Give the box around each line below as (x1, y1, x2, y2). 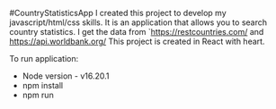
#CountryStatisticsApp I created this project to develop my (9, 8, 227, 18)
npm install (22, 80, 64, 90)
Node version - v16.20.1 (22, 71, 110, 81)
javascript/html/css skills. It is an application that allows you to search (9, 17, 268, 28)
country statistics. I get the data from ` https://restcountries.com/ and (9, 27, 264, 37)
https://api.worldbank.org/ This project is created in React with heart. (9, 36, 265, 46)
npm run (22, 89, 54, 100)
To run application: (9, 54, 79, 63)
